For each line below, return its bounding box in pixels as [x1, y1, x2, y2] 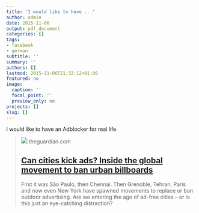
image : [6, 82, 23, 88]
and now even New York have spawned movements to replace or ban [20, 187, 194, 194]
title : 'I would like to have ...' [6, 8, 96, 15]
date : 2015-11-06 [6, 20, 50, 26]
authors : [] [6, 64, 36, 71]
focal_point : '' [11, 92, 52, 98]
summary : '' [6, 59, 36, 65]
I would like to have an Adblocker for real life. [6, 125, 118, 133]
